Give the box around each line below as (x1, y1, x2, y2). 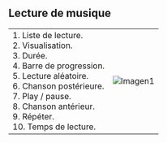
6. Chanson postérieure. (12, 80, 105, 92)
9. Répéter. (12, 110, 55, 122)
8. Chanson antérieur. (12, 101, 96, 112)
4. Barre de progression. (12, 60, 105, 71)
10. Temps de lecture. (12, 121, 96, 132)
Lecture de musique (8, 6, 112, 20)
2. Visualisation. (12, 40, 73, 51)
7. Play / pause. (12, 90, 71, 102)
